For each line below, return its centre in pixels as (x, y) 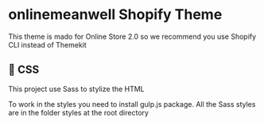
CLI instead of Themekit (48, 44)
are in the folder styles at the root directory (79, 112)
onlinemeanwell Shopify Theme (115, 15)
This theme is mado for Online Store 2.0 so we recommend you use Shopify (132, 36)
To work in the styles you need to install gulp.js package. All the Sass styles (132, 104)
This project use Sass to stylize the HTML (76, 89)
